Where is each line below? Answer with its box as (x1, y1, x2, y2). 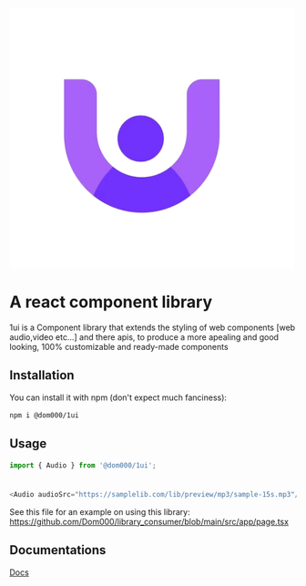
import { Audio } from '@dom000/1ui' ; (9, 461, 157, 470)
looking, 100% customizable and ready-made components (9, 341, 229, 352)
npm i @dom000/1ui (9, 410, 79, 420)
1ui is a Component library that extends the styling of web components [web (9, 322, 296, 333)
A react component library (9, 292, 213, 313)
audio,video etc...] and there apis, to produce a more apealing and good (9, 331, 280, 343)
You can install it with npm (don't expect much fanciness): (9, 392, 228, 403)
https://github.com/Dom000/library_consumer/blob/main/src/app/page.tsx (9, 516, 290, 527)
